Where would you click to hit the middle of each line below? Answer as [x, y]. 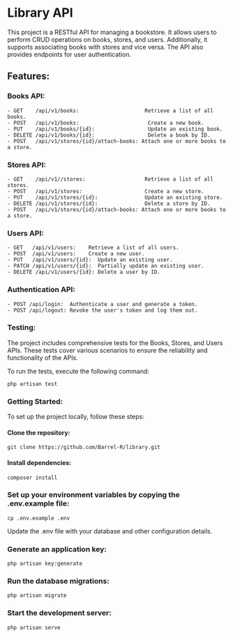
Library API [40, 13]
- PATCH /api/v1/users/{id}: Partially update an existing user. [106, 266]
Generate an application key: [57, 549]
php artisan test [32, 384]
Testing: [22, 328]
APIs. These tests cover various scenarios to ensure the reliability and [107, 350]
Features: [29, 76]
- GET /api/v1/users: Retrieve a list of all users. [93, 248]
